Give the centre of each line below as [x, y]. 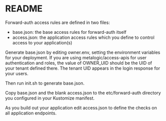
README [24, 9]
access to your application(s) [42, 42]
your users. [17, 73]
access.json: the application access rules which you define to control [83, 37]
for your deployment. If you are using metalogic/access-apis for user [76, 57]
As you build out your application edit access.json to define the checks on [81, 108]
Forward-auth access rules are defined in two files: [58, 22]
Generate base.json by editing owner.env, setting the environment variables [83, 52]
